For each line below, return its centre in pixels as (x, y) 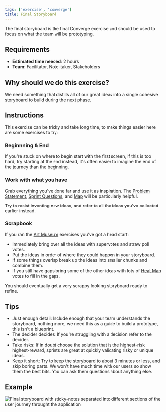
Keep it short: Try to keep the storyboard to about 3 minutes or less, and (86, 361)
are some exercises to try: (32, 132)
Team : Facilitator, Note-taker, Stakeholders (56, 67)
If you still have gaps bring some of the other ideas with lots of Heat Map (86, 270)
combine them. (28, 265)
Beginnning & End (27, 145)
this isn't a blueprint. (33, 329)
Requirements (27, 50)
